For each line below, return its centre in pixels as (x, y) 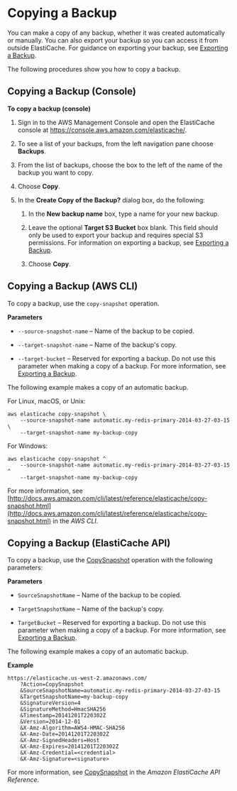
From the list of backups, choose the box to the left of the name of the (120, 165)
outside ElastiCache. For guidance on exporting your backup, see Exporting (118, 48)
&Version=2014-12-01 (50, 722)
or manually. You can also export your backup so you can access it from (113, 40)
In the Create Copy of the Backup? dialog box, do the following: (111, 200)
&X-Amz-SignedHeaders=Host (60, 741)
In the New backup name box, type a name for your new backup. (124, 214)
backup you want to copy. (55, 173)
